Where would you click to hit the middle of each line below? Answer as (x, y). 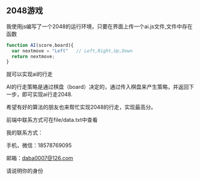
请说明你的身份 (25, 171)
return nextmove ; (33, 56)
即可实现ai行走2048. (47, 94)
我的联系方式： (25, 133)
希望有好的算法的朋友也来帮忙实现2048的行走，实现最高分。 (81, 107)
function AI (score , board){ (40, 45)
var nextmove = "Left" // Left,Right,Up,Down (72, 51)
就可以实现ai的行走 (29, 74)
